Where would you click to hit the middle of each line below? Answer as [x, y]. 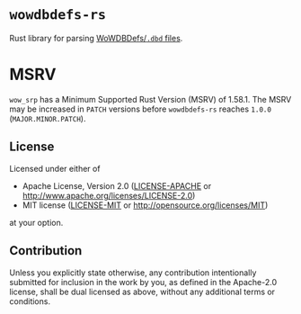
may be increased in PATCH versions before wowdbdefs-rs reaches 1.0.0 [141, 109]
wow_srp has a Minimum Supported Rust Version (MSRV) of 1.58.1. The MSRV [150, 99]
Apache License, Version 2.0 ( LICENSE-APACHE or [117, 185]
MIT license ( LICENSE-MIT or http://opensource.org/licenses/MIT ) [145, 205]
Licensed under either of [55, 168]
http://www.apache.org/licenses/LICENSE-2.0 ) [109, 195]
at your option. [36, 222]
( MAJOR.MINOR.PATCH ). [48, 118]
